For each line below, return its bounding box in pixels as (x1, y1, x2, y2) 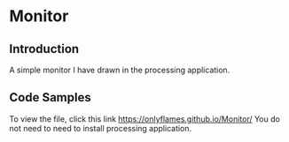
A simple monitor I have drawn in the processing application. (9, 64, 230, 75)
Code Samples (9, 90, 91, 105)
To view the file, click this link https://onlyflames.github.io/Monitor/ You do (9, 113, 281, 124)
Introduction (9, 41, 80, 56)
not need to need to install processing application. (9, 123, 192, 133)
